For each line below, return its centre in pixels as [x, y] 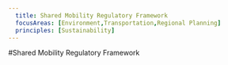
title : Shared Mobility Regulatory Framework [92, 15]
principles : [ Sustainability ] [65, 30]
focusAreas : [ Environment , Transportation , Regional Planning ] [118, 23]
